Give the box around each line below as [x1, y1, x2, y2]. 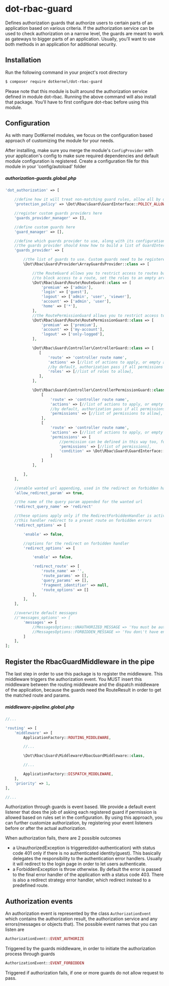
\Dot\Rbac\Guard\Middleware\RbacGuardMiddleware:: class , [23, 753, 145, 758]
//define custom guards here [14, 224, 75, 230]
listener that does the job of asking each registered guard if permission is [5, 809, 157, 815]
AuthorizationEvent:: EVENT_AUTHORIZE [5, 936, 84, 942]
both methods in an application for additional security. [5, 41, 117, 47]
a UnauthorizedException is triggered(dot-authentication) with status [12, 845, 155, 851]
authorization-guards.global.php [5, 175, 76, 181]
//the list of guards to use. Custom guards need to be [23, 257, 143, 262]
